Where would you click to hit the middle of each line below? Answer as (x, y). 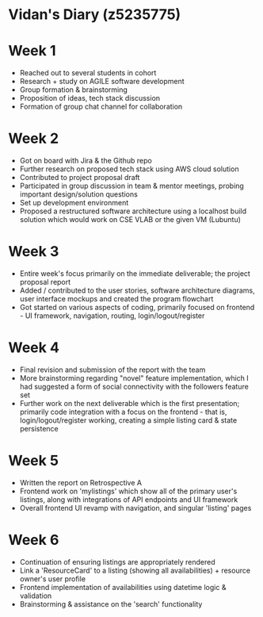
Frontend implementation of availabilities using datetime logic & (123, 587)
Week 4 (34, 348)
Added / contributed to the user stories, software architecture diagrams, (137, 290)
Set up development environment (74, 203)
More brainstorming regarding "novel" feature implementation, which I (134, 377)
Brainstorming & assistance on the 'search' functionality (111, 604)
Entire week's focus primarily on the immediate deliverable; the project (135, 274)
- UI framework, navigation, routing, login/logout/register (112, 316)
